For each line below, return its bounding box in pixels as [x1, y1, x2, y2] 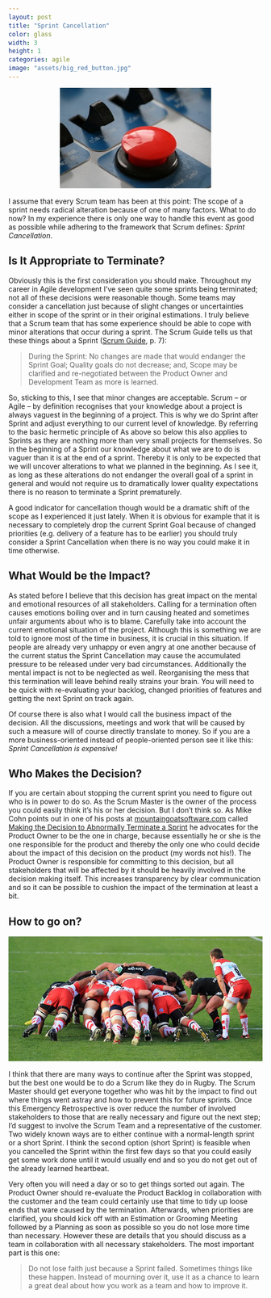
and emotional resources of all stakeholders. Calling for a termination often [8, 599, 256, 609]
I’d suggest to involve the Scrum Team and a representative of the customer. [8, 1121, 262, 1131]
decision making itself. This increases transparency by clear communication [8, 874, 261, 884]
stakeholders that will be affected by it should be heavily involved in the [8, 865, 246, 876]
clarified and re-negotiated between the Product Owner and [27, 368, 228, 378]
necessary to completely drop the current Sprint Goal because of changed [8, 519, 256, 529]
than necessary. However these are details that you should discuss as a [8, 1231, 247, 1241]
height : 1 [8, 47, 42, 56]
